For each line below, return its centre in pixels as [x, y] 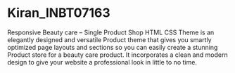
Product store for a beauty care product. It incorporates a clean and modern [118, 55]
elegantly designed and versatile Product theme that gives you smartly [110, 39]
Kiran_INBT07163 [59, 13]
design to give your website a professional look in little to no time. [102, 62]
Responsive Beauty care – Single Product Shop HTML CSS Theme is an [111, 32]
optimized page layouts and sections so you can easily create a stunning [113, 47]
